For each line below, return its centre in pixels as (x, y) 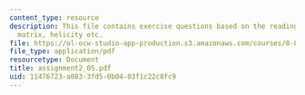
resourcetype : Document (54, 60)
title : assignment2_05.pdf (60, 69)
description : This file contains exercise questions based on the (138, 26)
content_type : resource (54, 18)
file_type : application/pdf (63, 52)
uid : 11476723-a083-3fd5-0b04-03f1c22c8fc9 (93, 77)
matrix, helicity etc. (60, 34)
